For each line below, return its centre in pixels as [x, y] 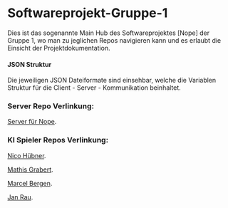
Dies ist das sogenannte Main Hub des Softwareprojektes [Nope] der [109, 33]
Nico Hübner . [27, 155]
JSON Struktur [30, 64]
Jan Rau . [20, 197]
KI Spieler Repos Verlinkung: [58, 140]
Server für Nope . [32, 122]
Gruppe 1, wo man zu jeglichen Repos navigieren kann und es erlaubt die [114, 40]
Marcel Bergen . [30, 183]
